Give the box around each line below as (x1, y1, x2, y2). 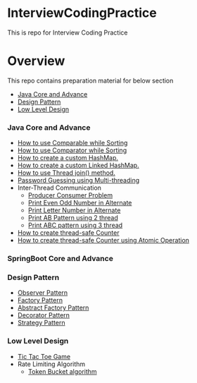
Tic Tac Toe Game (17, 352, 71, 360)
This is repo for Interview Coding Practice (7, 28, 128, 37)
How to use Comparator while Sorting (17, 146, 127, 154)
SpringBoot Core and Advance (7, 254, 114, 264)
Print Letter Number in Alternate (27, 206, 121, 214)
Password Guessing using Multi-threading (17, 176, 140, 185)
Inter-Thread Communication (17, 183, 102, 192)
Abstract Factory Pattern (17, 303, 89, 312)
